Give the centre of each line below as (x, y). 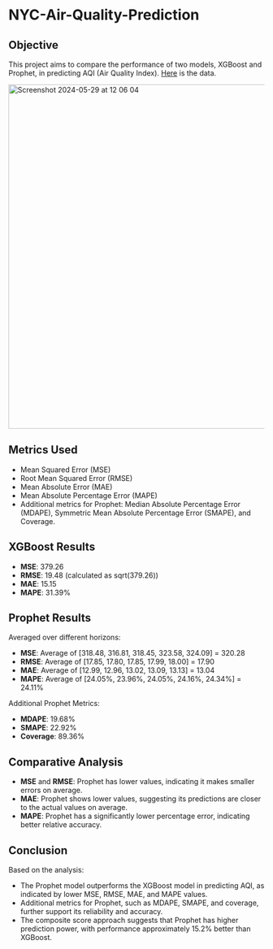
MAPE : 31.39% (45, 592)
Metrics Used (43, 450)
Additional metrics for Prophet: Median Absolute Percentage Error (130, 504)
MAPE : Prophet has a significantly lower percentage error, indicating (135, 816)
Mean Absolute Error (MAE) (66, 487)
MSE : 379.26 (42, 566)
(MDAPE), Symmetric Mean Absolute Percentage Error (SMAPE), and (136, 513)
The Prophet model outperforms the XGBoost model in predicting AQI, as (142, 886)
